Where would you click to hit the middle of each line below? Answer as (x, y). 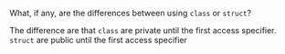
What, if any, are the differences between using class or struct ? (131, 13)
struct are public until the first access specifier (98, 40)
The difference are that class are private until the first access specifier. (143, 30)
